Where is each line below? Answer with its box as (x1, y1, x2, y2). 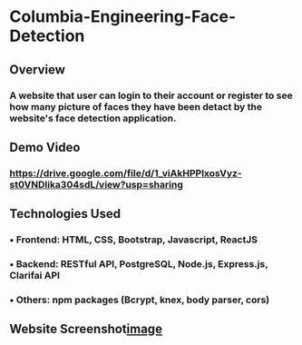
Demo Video (9, 139, 81, 155)
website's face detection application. (9, 112, 177, 124)
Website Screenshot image (9, 321, 163, 337)
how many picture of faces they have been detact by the (9, 100, 263, 113)
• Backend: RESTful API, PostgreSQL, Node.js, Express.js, (9, 258, 268, 271)
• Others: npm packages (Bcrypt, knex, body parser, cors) (9, 293, 270, 306)
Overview (9, 62, 66, 77)
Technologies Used (9, 206, 121, 222)
